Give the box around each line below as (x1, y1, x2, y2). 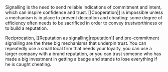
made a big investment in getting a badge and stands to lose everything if (5, 56, 157, 62)
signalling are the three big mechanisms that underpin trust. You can (5, 40, 146, 46)
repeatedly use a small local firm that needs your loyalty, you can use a (5, 46, 152, 51)
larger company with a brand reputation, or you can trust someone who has (5, 51, 161, 57)
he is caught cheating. (5, 62, 52, 67)
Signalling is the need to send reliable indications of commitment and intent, (5, 4, 162, 10)
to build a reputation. (5, 25, 48, 31)
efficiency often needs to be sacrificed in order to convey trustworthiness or (5, 20, 163, 26)
